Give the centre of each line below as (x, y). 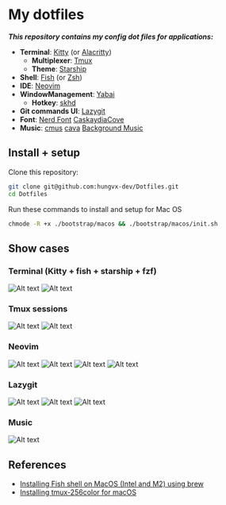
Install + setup (44, 153)
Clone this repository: (44, 172)
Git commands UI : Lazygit (62, 111)
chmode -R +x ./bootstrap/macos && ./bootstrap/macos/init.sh (113, 224)
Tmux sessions (38, 309)
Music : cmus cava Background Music (81, 128)
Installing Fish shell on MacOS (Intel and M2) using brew (112, 484)
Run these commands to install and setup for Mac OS (95, 209)
